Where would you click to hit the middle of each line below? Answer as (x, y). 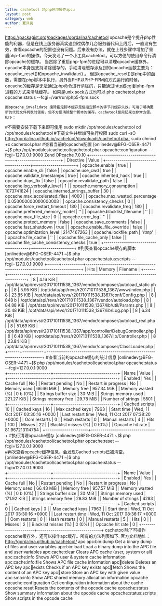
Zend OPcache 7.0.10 (65, 155)
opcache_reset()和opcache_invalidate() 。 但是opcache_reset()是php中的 (78, 74)
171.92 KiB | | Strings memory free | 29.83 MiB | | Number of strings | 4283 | (80, 499)
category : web (19, 18)
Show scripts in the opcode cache (39, 598)
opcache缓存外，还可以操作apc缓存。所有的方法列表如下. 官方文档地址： (78, 536)
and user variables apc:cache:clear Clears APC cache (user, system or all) (79, 552)
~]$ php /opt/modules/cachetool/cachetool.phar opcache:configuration (76, 150)
